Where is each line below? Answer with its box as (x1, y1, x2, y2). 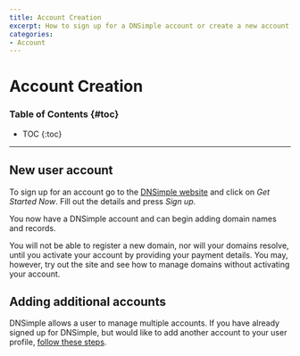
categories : (9, 29, 54, 38)
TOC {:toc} (21, 128, 62, 139)
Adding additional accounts (9, 294, 167, 309)
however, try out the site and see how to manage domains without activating (9, 259, 290, 269)
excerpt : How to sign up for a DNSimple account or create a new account (9, 21, 290, 30)
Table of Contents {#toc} (9, 108, 120, 120)
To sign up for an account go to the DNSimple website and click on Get (9, 186, 271, 197)
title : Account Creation (9, 12, 102, 22)
